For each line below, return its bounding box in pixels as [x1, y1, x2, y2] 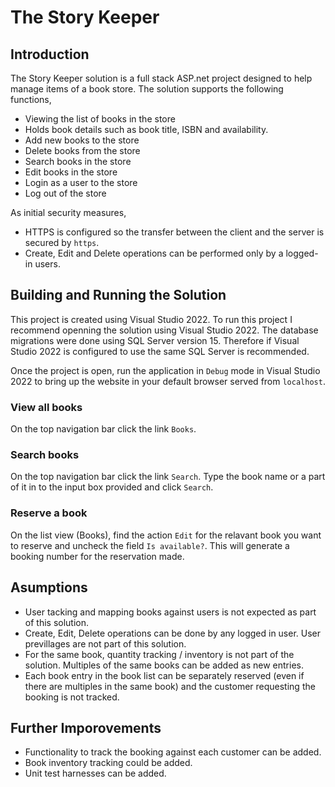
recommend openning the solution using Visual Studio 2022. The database [10, 324, 319, 336]
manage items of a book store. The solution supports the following [10, 83, 284, 95]
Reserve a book [10, 506, 88, 520]
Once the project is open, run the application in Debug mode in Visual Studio [10, 364, 321, 376]
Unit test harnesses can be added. [24, 767, 167, 780]
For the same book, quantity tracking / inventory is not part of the [24, 648, 295, 660]
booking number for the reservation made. [10, 550, 185, 562]
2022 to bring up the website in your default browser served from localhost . [10, 375, 326, 387]
